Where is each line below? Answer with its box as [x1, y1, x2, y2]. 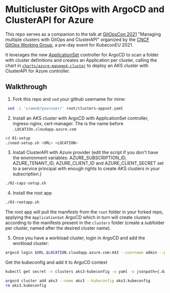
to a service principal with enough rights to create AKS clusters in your [12, 166, 160, 172]
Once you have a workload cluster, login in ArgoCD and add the [12, 235, 145, 241]
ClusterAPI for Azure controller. [5, 67, 70, 74]
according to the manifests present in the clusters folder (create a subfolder [5, 219, 165, 226]
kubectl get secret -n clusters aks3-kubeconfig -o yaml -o [5, 269, 135, 274]
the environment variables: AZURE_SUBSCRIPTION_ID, [12, 155, 127, 161]
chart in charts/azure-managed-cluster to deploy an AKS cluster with [5, 62, 149, 68]
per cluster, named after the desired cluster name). [5, 225, 111, 231]
